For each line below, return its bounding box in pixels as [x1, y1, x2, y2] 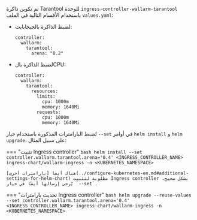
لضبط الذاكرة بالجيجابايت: [14, 23, 72, 30]
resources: [31, 88, 59, 94]
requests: [37, 109, 61, 115]
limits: [37, 94, 56, 100]
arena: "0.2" [31, 50, 64, 56]
